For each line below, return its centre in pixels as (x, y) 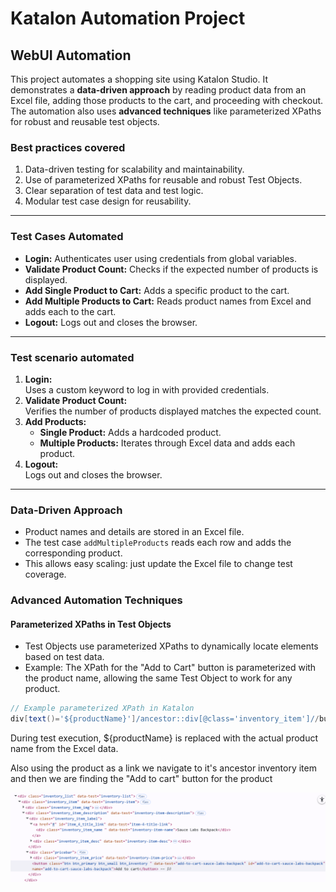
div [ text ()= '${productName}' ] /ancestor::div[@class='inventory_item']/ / (165, 719)
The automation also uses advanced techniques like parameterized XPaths (166, 111)
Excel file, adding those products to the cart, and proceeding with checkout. (167, 100)
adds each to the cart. (70, 311)
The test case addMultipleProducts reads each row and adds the (158, 543)
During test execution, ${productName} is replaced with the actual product (164, 738)
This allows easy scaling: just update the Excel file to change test (158, 564)
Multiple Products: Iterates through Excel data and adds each (167, 443)
